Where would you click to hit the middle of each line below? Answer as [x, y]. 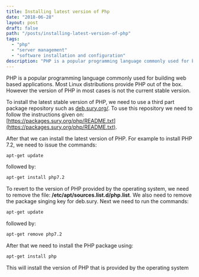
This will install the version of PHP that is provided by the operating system [97, 268]
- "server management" [39, 50]
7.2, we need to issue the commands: [52, 145]
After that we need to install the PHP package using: [70, 245]
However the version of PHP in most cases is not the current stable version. [98, 90]
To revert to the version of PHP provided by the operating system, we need [98, 189]
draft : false [22, 28]
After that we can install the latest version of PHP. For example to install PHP [99, 138]
